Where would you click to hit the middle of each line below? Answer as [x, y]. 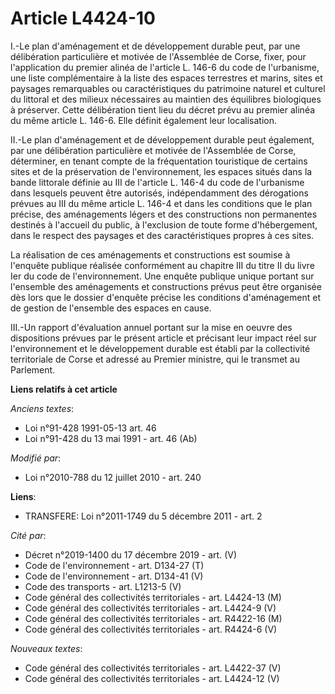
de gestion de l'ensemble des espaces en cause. [111, 308]
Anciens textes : [42, 408]
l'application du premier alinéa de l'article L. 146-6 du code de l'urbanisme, [165, 67]
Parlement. [33, 369]
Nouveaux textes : [46, 648]
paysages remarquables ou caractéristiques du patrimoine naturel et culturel [168, 88]
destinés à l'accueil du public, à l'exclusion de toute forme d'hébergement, [164, 224]
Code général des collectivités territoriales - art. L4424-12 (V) [152, 678]
